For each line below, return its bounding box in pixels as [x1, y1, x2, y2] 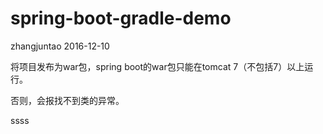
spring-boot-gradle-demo [10, 7, 232, 30]
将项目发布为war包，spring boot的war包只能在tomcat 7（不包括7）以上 [10, 60, 305, 72]
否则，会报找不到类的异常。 [10, 94, 125, 106]
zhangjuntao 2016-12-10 [10, 40, 110, 52]
